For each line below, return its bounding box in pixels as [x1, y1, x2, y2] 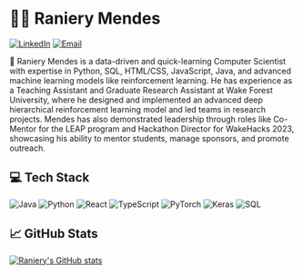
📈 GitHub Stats [9, 226, 98, 241]
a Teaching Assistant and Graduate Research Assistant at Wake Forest [9, 84, 273, 95]
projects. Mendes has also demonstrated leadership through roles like [9, 113, 271, 124]
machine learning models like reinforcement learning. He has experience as [9, 74, 293, 85]
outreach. [9, 142, 45, 153]
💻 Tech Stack [9, 170, 90, 185]
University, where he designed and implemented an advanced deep [9, 94, 264, 105]
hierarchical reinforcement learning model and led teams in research [9, 103, 267, 114]
